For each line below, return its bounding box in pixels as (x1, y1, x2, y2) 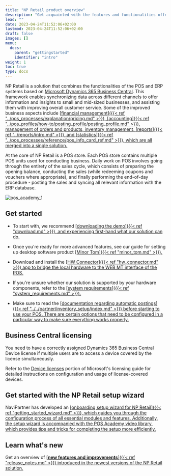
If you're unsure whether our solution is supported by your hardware (12, 279, 157, 286)
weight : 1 (5, 60, 26, 65)
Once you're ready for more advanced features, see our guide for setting (12, 243, 166, 249)
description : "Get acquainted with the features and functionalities (5, 12, 156, 17)
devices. (5, 376, 23, 382)
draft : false (5, 31, 33, 36)
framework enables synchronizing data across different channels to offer (5, 94, 158, 100)
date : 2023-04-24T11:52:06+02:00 (5, 21, 76, 27)
